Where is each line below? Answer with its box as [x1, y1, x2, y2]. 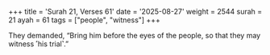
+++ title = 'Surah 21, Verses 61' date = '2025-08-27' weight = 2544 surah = [8, 7, 263, 16]
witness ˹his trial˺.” [8, 39, 69, 49]
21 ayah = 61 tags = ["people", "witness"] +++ [8, 15, 161, 25]
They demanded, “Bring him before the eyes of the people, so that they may [8, 31, 261, 40]
